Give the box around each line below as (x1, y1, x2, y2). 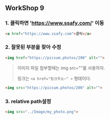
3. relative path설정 (5, 98, 51, 105)
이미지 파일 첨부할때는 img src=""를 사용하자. (17, 65, 105, 71)
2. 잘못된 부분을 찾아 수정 (5, 44, 62, 51)
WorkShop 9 (5, 4, 44, 12)
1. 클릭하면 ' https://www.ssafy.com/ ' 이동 (5, 20, 105, 27)
